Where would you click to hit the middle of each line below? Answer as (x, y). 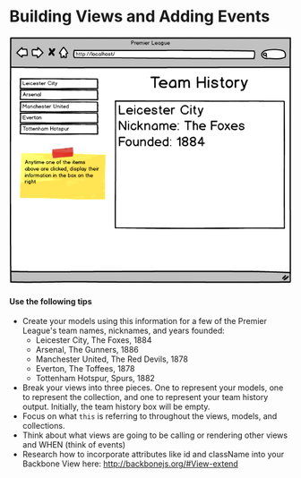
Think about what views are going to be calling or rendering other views (155, 435)
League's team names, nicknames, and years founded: (124, 331)
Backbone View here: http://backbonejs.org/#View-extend (130, 464)
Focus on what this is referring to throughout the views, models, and (150, 416)
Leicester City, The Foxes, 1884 (94, 340)
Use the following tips (51, 301)
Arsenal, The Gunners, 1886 (87, 350)
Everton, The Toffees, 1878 (85, 369)
